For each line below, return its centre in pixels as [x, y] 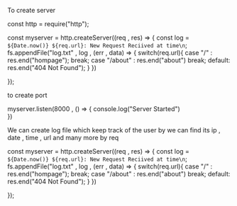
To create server [32, 10]
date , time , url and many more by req [63, 138]
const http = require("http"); [48, 24]
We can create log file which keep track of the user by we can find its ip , [114, 130]
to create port [27, 95]
